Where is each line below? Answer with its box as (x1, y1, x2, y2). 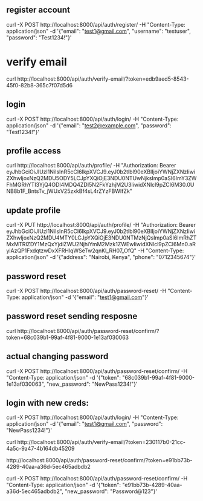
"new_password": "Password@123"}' (64, 488, 158, 495)
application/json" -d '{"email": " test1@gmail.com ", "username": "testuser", (6, 27, 192, 35)
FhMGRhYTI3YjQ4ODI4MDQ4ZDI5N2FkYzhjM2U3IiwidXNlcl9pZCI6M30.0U (6, 181, 195, 189)
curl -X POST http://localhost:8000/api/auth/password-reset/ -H (6, 287, 167, 294)
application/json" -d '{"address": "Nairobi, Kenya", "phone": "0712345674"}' (6, 254, 196, 261)
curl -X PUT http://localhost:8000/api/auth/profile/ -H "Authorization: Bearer (6, 221, 196, 229)
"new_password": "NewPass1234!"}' (46, 380, 138, 388)
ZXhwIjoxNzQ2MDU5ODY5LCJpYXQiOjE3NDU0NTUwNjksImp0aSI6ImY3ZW (6, 175, 197, 182)
